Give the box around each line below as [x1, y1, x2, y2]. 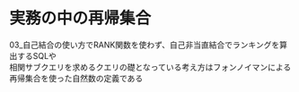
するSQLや [16, 50, 57, 61]
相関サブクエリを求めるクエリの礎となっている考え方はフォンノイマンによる [9, 62, 292, 72]
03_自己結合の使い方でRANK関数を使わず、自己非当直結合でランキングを [9, 39, 280, 50]
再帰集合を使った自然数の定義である [9, 72, 144, 83]
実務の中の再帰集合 [9, 8, 152, 29]
